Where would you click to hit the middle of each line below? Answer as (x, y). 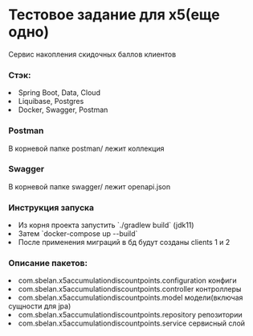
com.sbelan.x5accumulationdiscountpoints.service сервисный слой (132, 323)
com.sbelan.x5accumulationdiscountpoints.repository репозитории (131, 315)
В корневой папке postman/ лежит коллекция (86, 148)
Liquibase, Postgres (51, 102)
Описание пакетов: (48, 263)
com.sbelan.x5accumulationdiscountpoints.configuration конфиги (128, 280)
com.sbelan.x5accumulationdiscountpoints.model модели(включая (131, 298)
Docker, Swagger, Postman (63, 110)
